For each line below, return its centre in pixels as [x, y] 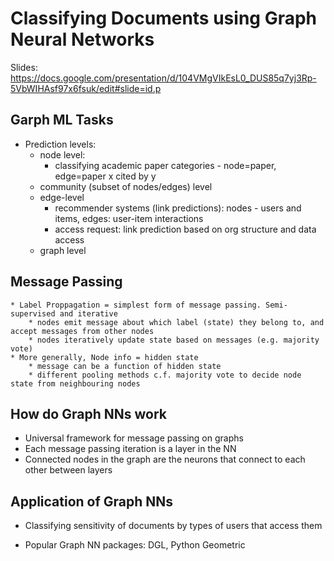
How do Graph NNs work [88, 413]
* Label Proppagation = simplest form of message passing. [136, 305]
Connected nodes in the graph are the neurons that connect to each [165, 459]
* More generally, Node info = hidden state [104, 357]
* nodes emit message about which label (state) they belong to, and [176, 322]
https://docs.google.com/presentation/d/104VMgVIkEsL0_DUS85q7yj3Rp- [163, 78]
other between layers [68, 470]
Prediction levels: [60, 144]
